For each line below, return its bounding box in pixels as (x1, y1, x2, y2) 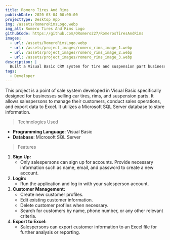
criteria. (20, 213, 36, 219)
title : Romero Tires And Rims (5, 7, 69, 13)
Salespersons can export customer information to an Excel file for (20, 224, 157, 230)
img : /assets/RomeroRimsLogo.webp (5, 21, 78, 27)
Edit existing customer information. (20, 196, 93, 203)
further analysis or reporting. (20, 229, 80, 235)
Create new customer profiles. (20, 191, 83, 197)
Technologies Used (17, 119, 58, 125)
